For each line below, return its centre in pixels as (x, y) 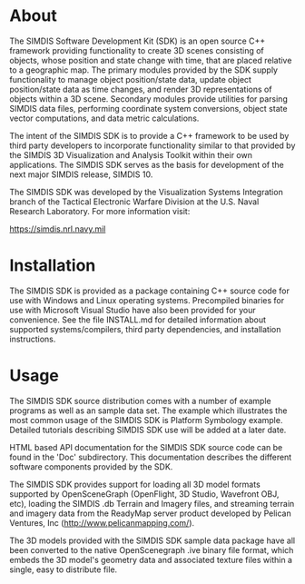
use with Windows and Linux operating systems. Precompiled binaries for (147, 300)
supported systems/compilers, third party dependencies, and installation (145, 329)
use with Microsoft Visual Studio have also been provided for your (133, 310)
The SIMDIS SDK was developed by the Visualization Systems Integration (146, 192)
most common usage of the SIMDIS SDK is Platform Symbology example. (146, 420)
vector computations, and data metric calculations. (104, 118)
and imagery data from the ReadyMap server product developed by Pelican (151, 513)
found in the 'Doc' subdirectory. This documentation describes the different (151, 457)
